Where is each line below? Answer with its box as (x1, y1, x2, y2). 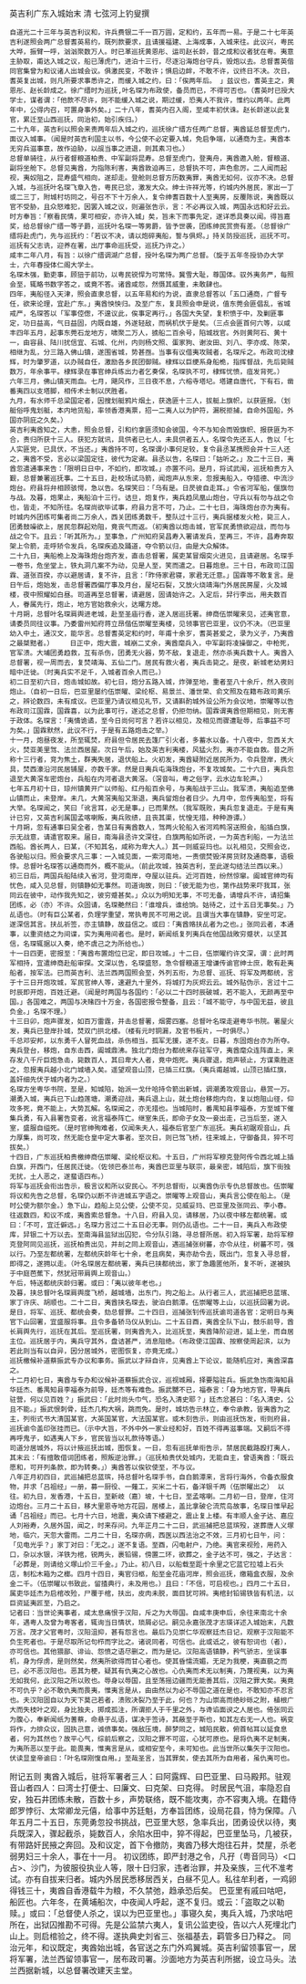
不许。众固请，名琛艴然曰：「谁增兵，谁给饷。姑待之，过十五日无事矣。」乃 (56, 901, 294, 910)
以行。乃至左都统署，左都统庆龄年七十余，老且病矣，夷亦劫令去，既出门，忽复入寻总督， (9, 1249, 294, 1258)
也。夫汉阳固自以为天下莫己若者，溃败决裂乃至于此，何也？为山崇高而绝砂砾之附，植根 (9, 1696, 288, 1705)
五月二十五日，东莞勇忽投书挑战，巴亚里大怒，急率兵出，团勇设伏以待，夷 (16, 1817, 297, 1827)
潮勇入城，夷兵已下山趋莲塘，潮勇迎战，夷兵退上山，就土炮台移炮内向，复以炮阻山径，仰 (9, 1094, 294, 1103)
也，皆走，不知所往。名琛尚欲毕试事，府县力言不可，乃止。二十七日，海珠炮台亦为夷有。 (9, 503, 294, 512)
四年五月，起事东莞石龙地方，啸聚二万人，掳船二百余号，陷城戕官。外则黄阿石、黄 (15, 329, 280, 338)
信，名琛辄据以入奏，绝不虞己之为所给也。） (9, 939, 148, 948)
